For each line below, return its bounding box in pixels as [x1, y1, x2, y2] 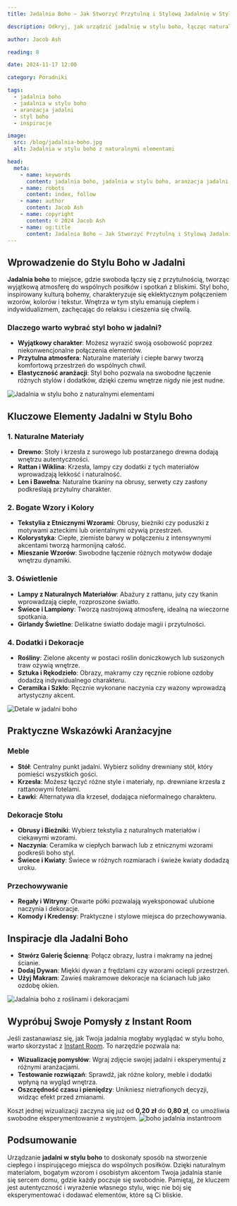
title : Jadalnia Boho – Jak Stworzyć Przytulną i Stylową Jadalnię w [7, 10, 217, 18]
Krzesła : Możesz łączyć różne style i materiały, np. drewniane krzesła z [17, 777, 226, 785]
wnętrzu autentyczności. [17, 455, 90, 464]
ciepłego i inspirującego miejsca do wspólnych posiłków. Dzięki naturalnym [7, 1160, 226, 1169]
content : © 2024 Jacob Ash [25, 217, 106, 224]
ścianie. [17, 959, 41, 967]
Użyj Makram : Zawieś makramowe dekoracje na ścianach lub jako [17, 974, 211, 982]
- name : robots [20, 184, 65, 191]
